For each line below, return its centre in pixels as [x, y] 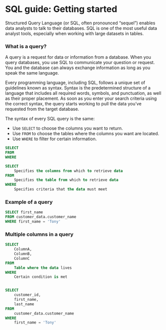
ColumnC [22, 258]
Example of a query [29, 202]
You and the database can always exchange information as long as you [78, 68]
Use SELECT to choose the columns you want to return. [67, 128]
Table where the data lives [43, 268]
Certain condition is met [41, 277]
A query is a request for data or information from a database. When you [78, 57]
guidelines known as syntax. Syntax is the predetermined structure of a [78, 88]
